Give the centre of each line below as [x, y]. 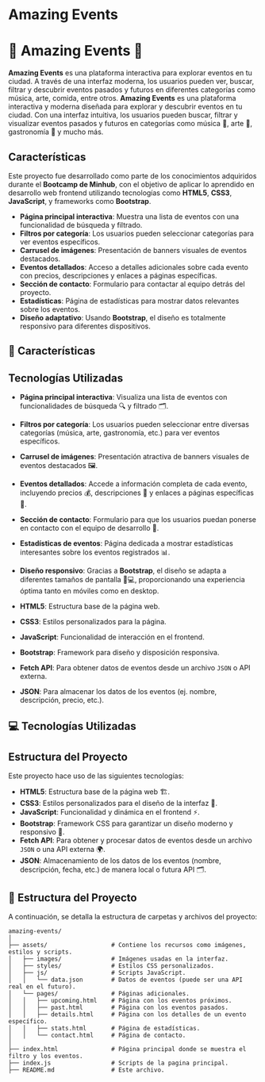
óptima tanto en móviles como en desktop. [89, 591]
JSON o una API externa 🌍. [62, 850]
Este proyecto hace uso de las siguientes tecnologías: [96, 776]
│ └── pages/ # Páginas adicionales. [99, 994]
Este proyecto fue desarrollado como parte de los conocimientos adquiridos [132, 175]
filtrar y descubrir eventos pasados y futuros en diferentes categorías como [132, 90]
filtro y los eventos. [46, 1057]
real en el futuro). [42, 987]
